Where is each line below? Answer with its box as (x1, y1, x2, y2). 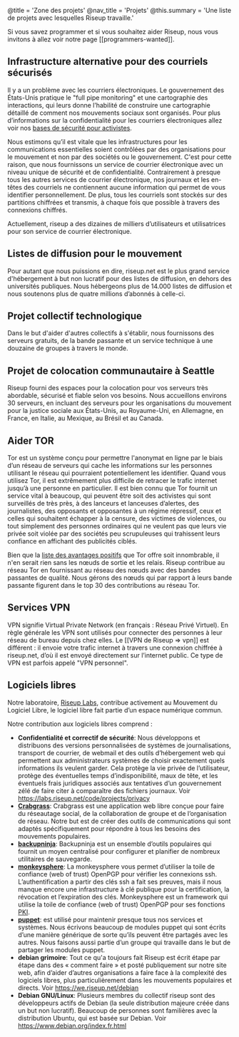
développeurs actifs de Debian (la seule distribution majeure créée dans (17, 998, 230, 1007)
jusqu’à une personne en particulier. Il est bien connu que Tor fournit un (7, 484, 218, 493)
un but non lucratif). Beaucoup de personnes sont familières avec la (17, 1006, 218, 1015)
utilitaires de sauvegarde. (17, 854, 93, 863)
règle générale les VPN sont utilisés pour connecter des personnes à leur (7, 628, 223, 637)
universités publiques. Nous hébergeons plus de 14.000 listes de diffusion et (7, 282, 233, 290)
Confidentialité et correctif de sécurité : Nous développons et (17, 733, 201, 742)
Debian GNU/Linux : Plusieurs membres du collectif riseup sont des (17, 991, 215, 999)
